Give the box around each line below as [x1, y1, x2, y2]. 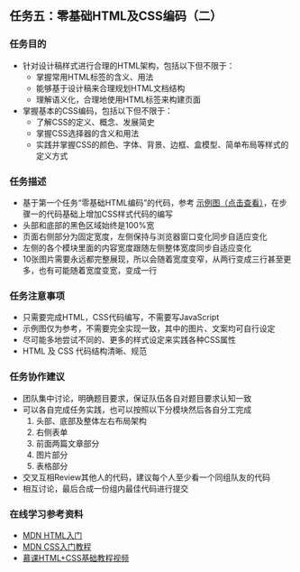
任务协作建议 [9, 371, 66, 383]
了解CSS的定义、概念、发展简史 [35, 116, 155, 127]
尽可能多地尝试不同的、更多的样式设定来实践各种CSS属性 [22, 335, 236, 346]
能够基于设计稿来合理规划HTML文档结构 [35, 82, 186, 93]
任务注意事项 [9, 290, 66, 302]
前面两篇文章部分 [35, 438, 100, 448]
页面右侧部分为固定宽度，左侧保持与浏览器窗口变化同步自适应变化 [22, 231, 268, 242]
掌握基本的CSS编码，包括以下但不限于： [22, 105, 173, 115]
